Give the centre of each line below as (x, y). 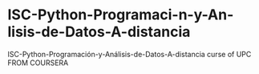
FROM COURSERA (38, 63)
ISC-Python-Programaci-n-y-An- (121, 15)
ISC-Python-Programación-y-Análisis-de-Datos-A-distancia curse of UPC (129, 54)
